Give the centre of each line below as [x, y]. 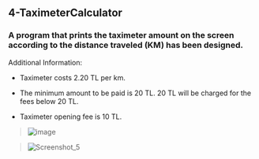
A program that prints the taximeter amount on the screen [121, 35]
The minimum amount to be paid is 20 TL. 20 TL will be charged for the [135, 93]
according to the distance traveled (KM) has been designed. [126, 45]
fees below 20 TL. [49, 101]
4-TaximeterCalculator [65, 13]
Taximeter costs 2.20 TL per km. [73, 77]
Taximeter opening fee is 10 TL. [71, 116]
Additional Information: [45, 62]
